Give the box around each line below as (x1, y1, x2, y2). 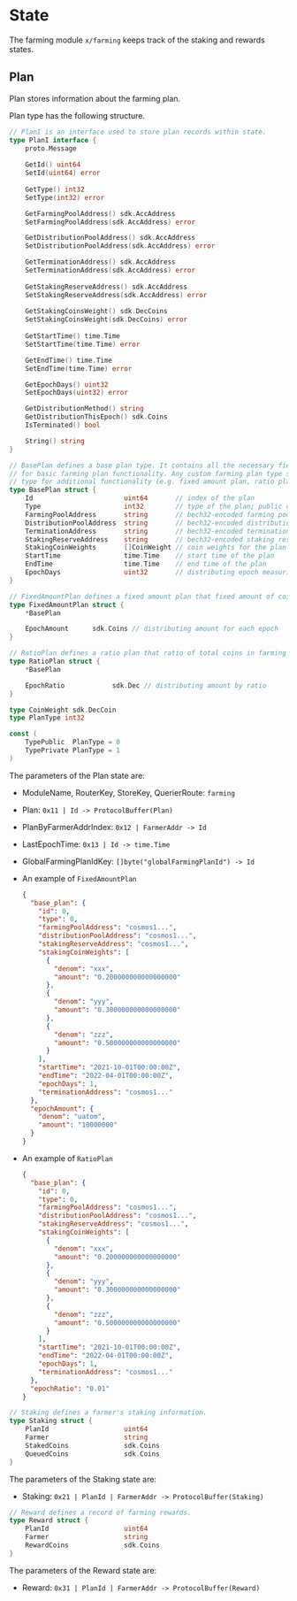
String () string (25, 436, 86, 445)
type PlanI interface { (9, 135, 97, 144)
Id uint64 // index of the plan (25, 494, 255, 503)
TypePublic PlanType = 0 (25, 738, 121, 747)
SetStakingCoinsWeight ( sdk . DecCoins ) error (25, 315, 188, 324)
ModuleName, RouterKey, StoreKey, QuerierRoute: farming (21, 787, 236, 797)
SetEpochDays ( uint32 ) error (25, 389, 128, 397)
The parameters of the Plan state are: (9, 770, 146, 781)
